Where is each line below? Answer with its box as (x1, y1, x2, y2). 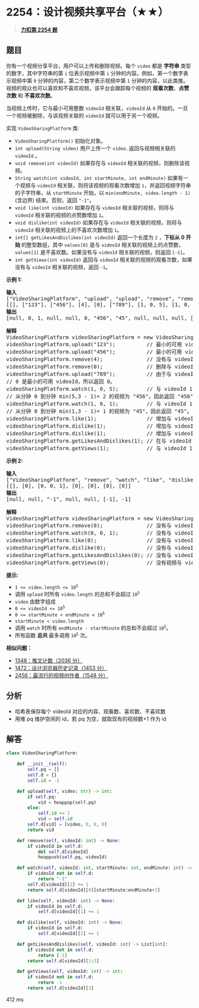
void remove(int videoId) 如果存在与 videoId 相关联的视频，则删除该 (14, 159, 185, 166)
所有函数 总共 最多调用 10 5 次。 (14, 631, 91, 639)
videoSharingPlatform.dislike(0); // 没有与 (6, 544, 172, 551)
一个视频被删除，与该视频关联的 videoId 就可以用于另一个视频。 (6, 112, 163, 119)
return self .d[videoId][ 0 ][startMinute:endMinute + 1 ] (27, 887, 161, 893)
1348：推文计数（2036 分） (14, 657, 83, 664)
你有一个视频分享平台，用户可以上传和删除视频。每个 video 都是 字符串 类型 (6, 62, 191, 69)
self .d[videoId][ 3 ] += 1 (27, 881, 89, 887)
